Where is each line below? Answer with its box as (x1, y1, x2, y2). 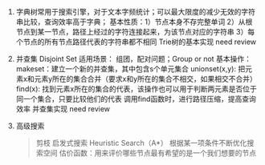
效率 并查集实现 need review (15, 104, 111, 114)
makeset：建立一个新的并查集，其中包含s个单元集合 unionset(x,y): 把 (15, 64, 246, 74)
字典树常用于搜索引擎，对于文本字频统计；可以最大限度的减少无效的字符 (15, 7, 255, 16)
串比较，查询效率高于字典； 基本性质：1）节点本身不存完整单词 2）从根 (15, 17, 253, 26)
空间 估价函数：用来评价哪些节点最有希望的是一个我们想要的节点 (43, 148, 257, 158)
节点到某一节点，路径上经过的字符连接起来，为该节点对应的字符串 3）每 (15, 27, 255, 36)
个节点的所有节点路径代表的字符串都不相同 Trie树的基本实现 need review (15, 37, 257, 46)
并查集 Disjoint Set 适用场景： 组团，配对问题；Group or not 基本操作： (15, 54, 251, 63)
